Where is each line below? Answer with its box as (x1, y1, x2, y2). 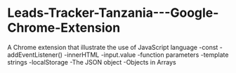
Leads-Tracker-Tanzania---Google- (7, 5, 219, 21)
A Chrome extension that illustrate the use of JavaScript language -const (7, 43, 218, 51)
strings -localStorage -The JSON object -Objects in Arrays (7, 58, 177, 66)
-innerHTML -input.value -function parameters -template (64, 51, 229, 59)
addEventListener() (7, 51, 63, 59)
